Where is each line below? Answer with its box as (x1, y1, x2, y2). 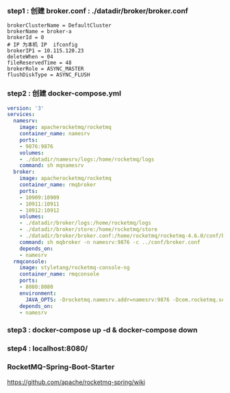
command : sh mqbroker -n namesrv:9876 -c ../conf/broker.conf (19, 238, 201, 245)
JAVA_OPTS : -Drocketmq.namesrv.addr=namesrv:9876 (25, 296, 170, 303)
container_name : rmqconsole (19, 271, 99, 278)
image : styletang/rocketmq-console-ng (19, 265, 130, 271)
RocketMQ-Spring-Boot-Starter (7, 362, 115, 372)
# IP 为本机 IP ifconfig (7, 41, 78, 49)
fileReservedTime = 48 (7, 60, 72, 67)
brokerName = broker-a (7, 28, 72, 35)
